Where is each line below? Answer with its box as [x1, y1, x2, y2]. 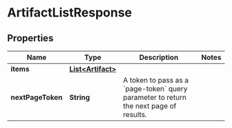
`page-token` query [123, 84, 188, 94]
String [69, 93, 90, 102]
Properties [7, 32, 54, 44]
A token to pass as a [123, 76, 188, 85]
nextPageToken [10, 93, 64, 102]
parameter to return [123, 93, 187, 102]
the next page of [123, 101, 177, 111]
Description [139, 53, 179, 62]
